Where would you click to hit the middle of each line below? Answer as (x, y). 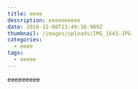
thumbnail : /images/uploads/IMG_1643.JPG (69, 33)
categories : (25, 40)
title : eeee (25, 14)
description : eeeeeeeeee (44, 20)
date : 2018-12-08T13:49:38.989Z (55, 27)
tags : (15, 53)
